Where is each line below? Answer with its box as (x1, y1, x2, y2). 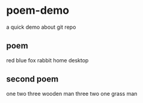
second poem (6, 74, 59, 84)
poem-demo (6, 4, 70, 17)
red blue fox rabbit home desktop (6, 56, 89, 63)
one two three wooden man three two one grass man (6, 90, 138, 97)
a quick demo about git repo (6, 23, 76, 31)
